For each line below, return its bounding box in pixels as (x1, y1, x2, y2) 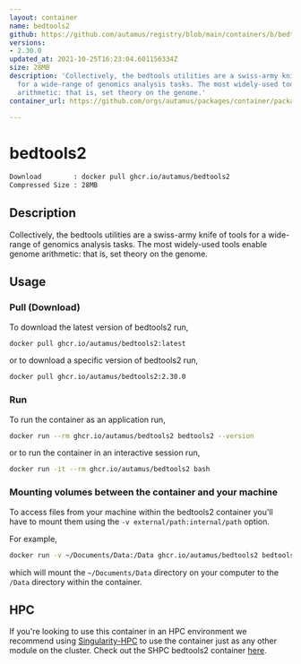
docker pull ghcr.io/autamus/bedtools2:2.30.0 (9, 373, 186, 382)
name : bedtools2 (9, 22, 70, 30)
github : (9, 30, 39, 39)
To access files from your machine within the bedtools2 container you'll (9, 506, 273, 517)
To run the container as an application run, (9, 414, 166, 425)
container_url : (9, 96, 66, 106)
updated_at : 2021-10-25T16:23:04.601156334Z (9, 55, 178, 64)
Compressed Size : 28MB (9, 181, 99, 190)
